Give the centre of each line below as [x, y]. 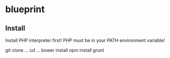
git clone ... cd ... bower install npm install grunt [55, 50]
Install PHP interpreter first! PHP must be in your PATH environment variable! [85, 40]
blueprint [25, 9]
